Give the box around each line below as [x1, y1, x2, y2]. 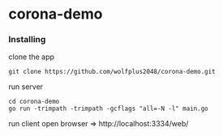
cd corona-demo [8, 98, 60, 106]
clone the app [8, 52, 55, 62]
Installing [8, 34, 46, 45]
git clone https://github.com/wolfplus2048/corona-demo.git [8, 68, 217, 76]
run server [8, 82, 43, 91]
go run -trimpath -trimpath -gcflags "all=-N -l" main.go [8, 104, 208, 113]
